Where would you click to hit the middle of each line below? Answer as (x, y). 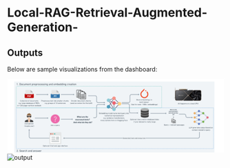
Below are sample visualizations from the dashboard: (82, 69)
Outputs (25, 53)
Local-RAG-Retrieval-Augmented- (107, 13)
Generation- (43, 27)
